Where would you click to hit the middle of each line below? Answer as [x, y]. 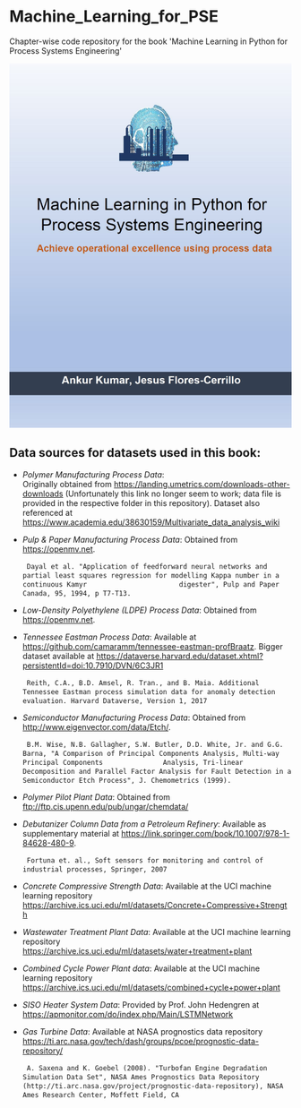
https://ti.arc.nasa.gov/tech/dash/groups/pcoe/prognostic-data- [141, 1041]
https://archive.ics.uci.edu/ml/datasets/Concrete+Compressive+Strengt [155, 905]
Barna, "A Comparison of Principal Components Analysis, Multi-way [150, 753]
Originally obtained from [67, 484]
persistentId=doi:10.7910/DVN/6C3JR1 [93, 666]
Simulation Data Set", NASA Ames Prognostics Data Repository [141, 1077]
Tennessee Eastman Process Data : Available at [109, 637]
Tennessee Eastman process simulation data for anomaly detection [149, 691]
